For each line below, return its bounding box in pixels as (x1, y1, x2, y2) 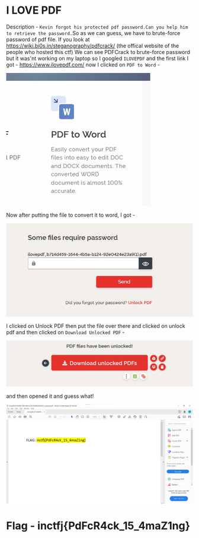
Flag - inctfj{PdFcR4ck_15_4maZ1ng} (6, 519, 191, 533)
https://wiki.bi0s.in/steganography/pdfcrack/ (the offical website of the (6, 42, 179, 49)
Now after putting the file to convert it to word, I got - (6, 211, 136, 219)
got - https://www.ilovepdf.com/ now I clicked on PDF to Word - (6, 61, 160, 68)
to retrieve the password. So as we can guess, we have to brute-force (6, 29, 181, 36)
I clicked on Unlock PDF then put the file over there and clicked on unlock (6, 322, 185, 330)
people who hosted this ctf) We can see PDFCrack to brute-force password (6, 48, 191, 55)
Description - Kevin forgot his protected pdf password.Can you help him (6, 23, 188, 30)
